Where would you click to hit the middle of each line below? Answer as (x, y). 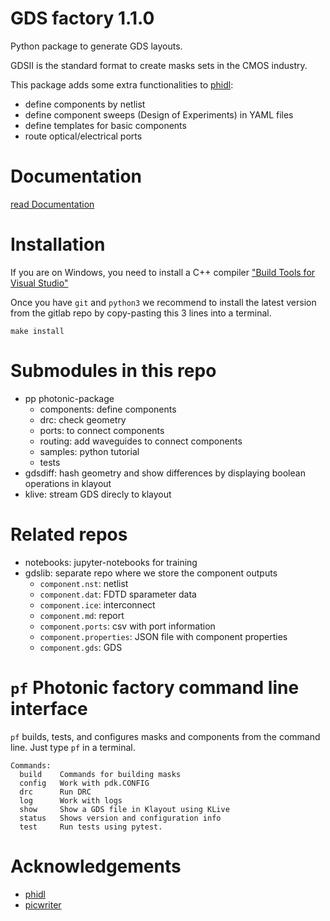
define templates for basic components (105, 125)
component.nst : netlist (84, 583)
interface (49, 708)
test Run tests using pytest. (91, 827)
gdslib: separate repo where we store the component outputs (151, 573)
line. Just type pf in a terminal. (73, 747)
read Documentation (52, 204)
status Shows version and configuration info (120, 818)
